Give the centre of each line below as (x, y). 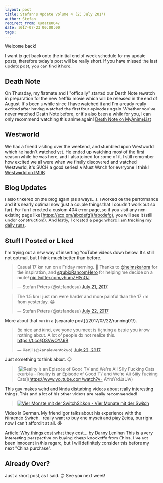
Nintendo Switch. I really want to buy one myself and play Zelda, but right (79, 418)
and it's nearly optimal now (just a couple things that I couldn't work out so (80, 205)
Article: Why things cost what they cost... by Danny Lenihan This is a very (79, 433)
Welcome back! (21, 46)
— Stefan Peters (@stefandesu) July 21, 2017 (62, 287)
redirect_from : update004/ (32, 23)
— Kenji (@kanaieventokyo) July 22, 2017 (59, 350)
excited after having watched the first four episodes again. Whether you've (80, 109)
